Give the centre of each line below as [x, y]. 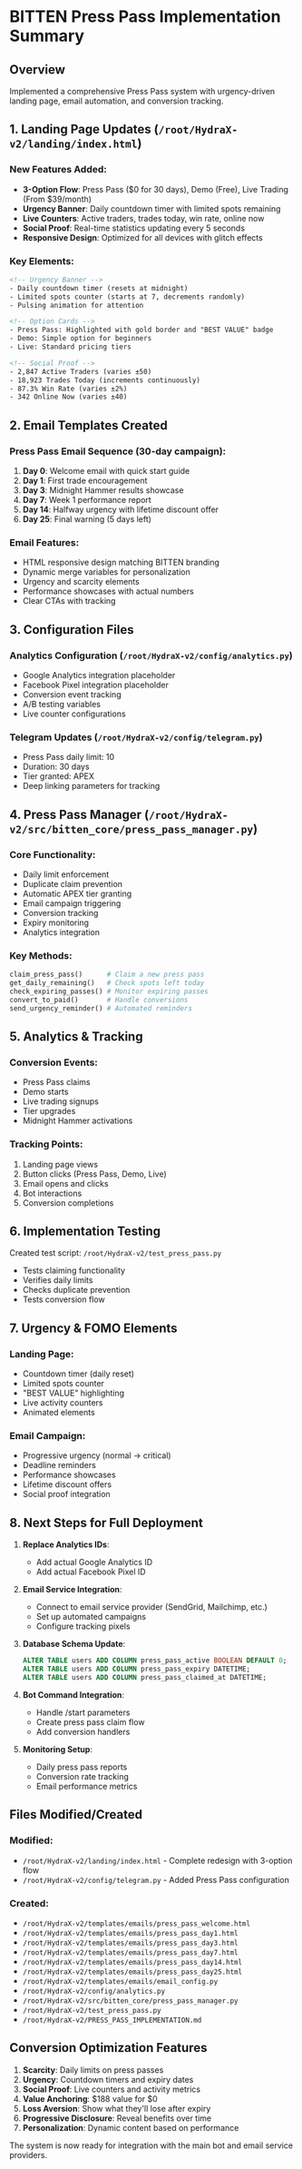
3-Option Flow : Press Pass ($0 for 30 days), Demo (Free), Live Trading [155, 189]
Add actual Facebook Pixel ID [91, 1572]
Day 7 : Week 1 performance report [87, 500]
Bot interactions [52, 1193]
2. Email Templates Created [88, 425]
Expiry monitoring [55, 922]
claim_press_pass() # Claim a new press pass [107, 975]
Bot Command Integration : [73, 1694]
